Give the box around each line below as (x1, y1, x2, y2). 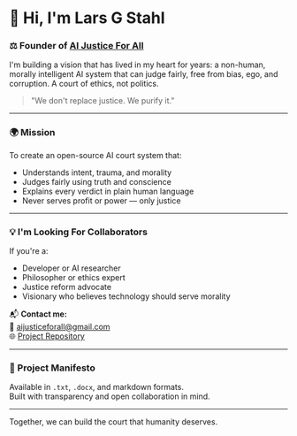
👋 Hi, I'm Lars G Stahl (9, 8, 165, 28)
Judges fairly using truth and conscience (21, 176, 172, 187)
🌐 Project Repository (9, 331, 86, 341)
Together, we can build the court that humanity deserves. (9, 417, 218, 427)
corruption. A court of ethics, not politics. (9, 79, 159, 89)
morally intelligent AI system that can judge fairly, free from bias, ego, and (9, 69, 278, 80)
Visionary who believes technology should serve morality (21, 291, 231, 302)
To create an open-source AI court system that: (9, 149, 182, 160)
